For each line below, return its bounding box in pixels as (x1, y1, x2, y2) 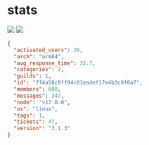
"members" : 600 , (13, 86, 61, 93)
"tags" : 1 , (13, 112, 46, 119)
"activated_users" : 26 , (13, 46, 83, 53)
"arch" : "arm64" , (13, 53, 65, 60)
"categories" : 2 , (13, 66, 65, 73)
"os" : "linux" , (13, 105, 58, 113)
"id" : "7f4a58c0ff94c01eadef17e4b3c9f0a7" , (13, 80, 143, 87)
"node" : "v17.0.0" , (13, 99, 71, 106)
